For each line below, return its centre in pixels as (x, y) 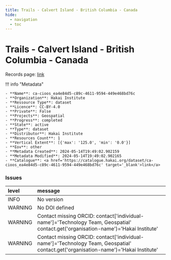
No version (50, 199)
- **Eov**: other (24, 147)
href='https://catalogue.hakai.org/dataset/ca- (102, 161)
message (49, 191)
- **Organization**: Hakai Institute (45, 98)
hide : (11, 15)
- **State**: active (27, 125)
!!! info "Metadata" (25, 84)
